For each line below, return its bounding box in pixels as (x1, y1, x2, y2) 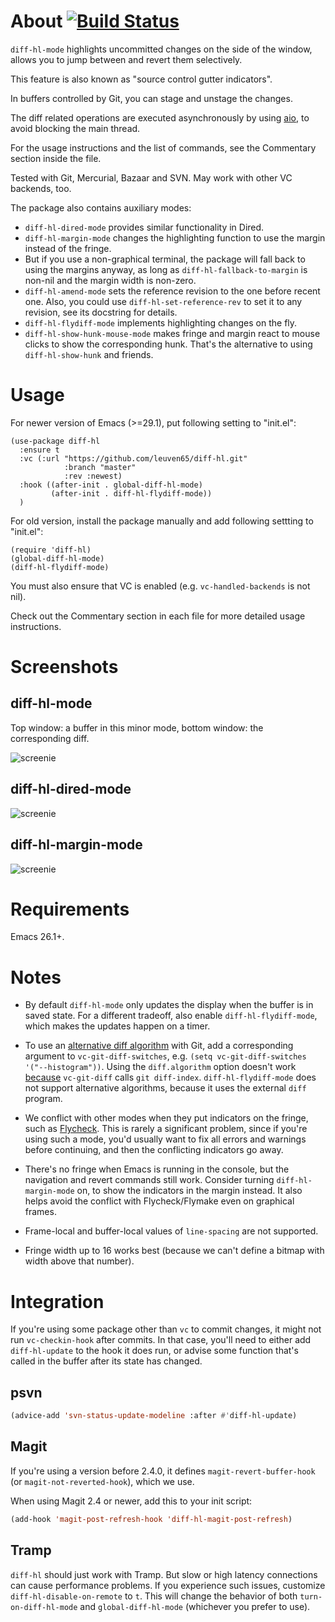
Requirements (10, 898, 130, 920)
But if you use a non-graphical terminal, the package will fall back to (24, 253, 306, 265)
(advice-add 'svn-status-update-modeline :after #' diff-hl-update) (10, 1411, 298, 1421)
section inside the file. (10, 152, 102, 164)
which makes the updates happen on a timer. (24, 1020, 211, 1032)
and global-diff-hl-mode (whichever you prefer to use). (79, 1600, 311, 1612)
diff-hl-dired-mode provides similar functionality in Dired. (24, 221, 265, 233)
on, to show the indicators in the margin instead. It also (76, 1185, 303, 1197)
